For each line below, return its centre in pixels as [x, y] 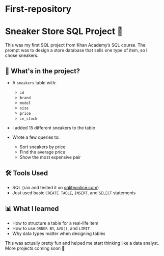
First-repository [38, 9]
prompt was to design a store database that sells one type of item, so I [76, 51]
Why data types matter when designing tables [59, 233]
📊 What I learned [32, 209]
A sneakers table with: [34, 82]
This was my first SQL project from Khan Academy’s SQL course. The [75, 45]
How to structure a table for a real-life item [55, 223]
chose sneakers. [22, 55]
